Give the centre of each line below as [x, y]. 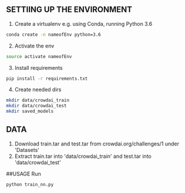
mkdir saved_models [30, 111]
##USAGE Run [23, 174]
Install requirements [38, 67]
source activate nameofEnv [39, 56]
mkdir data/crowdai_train [38, 100]
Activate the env [34, 46]
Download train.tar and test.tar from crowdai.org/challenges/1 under [97, 144]
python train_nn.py [30, 184]
